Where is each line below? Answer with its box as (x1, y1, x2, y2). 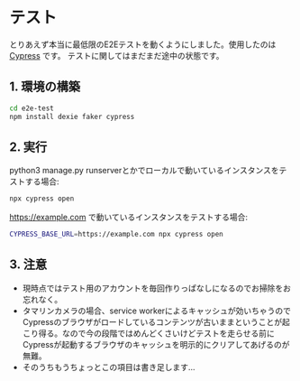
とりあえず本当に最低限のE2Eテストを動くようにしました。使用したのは (9, 39, 277, 50)
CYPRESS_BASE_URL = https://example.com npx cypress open (9, 230, 223, 239)
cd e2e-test (9, 104, 54, 113)
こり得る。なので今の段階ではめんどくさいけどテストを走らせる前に (22, 328, 275, 339)
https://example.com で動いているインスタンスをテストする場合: (9, 212, 248, 223)
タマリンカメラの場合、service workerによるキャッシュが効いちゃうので (22, 305, 291, 316)
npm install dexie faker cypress (9, 112, 135, 121)
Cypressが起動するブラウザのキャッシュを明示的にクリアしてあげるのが (22, 339, 290, 349)
